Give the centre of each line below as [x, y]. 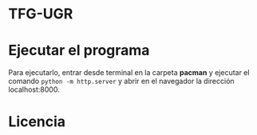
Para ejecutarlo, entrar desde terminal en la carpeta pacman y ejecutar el [129, 73]
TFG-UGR [41, 14]
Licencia [37, 122]
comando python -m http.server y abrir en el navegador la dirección [121, 81]
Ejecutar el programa [79, 51]
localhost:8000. [34, 89]
